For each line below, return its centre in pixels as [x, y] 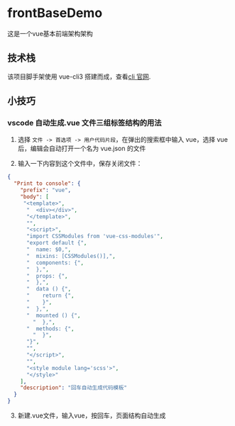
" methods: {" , [50, 329]
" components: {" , [55, 263]
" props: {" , [47, 276]
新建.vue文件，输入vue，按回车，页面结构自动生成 [92, 415]
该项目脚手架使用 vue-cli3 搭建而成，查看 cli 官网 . [79, 77]
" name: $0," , [49, 250]
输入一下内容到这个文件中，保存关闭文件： [80, 164]
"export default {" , [56, 243]
